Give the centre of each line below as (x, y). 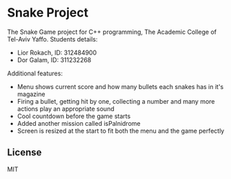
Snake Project (48, 13)
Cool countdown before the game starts (74, 116)
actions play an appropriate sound (66, 109)
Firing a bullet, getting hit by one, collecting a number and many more (116, 101)
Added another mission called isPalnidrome (79, 123)
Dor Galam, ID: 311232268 (54, 59)
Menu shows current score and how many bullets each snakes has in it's (120, 86)
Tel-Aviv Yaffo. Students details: (52, 39)
